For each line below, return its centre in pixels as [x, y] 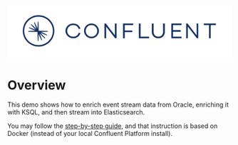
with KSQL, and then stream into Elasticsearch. [76, 112]
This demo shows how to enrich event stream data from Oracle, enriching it [118, 104]
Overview [37, 85]
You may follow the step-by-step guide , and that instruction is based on [113, 126]
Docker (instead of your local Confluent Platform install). [90, 134]
